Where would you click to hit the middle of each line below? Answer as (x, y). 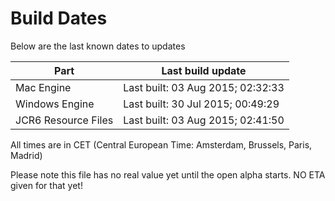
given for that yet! (46, 185)
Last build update (204, 70)
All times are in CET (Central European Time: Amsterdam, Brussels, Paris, (161, 144)
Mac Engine (43, 87)
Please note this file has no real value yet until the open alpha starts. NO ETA (168, 174)
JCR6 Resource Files (64, 120)
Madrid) (26, 155)
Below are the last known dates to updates (98, 46)
